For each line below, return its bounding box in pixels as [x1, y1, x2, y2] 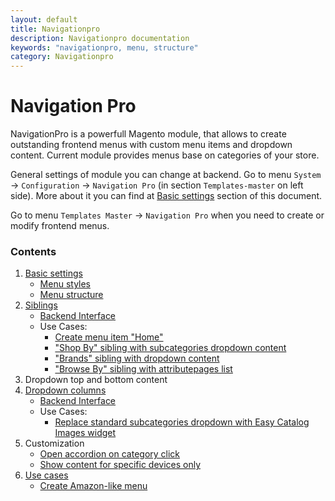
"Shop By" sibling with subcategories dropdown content [54, 342, 287, 354]
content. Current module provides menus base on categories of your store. [10, 149, 320, 161]
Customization [24, 437, 85, 450]
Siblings [24, 299, 58, 311]
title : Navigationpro [10, 24, 101, 34]
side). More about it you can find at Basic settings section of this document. [10, 190, 323, 202]
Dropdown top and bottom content [24, 374, 168, 386]
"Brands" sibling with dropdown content [54, 352, 220, 365]
